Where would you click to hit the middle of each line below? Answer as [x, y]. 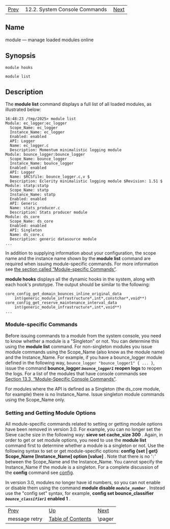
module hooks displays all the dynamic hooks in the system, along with [80, 279]
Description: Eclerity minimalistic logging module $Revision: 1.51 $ [86, 181]
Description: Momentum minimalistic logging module [66, 150]
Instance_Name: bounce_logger [42, 163]
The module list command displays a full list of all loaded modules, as [78, 104]
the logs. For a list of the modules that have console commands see [76, 373]
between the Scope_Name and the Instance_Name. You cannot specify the [84, 462]
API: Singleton [26, 230]
